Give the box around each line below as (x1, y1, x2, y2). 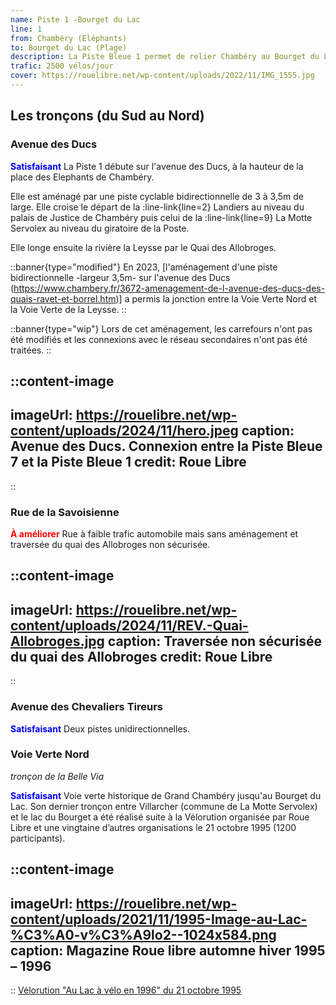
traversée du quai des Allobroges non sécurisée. (10, 539, 211, 551)
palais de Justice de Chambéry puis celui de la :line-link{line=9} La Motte (10, 211, 313, 223)
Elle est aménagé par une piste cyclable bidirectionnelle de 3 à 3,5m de (10, 190, 304, 202)
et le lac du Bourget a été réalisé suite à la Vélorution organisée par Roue (10, 811, 310, 823)
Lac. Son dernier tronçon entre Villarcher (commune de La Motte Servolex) (10, 800, 318, 812)
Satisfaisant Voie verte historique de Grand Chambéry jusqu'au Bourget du (10, 789, 322, 801)
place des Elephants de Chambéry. (10, 171, 155, 183)
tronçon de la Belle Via (10, 770, 105, 782)
